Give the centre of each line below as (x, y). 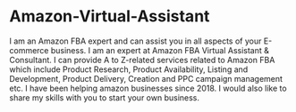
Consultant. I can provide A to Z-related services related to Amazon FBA (142, 60)
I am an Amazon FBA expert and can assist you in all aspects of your (135, 41)
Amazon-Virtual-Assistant (110, 16)
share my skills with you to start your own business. (104, 97)
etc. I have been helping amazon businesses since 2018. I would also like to (148, 88)
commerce (29, 50)
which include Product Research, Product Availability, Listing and (129, 69)
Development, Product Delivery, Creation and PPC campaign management (146, 78)
